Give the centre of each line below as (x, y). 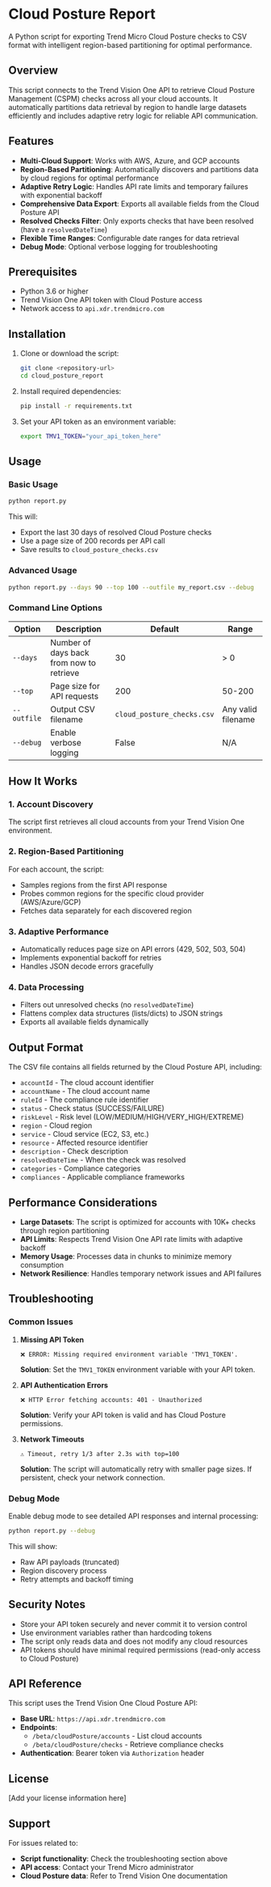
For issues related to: (43, 1843)
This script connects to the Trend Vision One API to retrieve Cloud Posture (132, 90)
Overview (33, 71)
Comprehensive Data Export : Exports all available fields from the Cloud (140, 204)
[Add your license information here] (67, 1798)
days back (70, 652)
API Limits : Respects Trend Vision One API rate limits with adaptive (131, 1239)
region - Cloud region (56, 1125)
